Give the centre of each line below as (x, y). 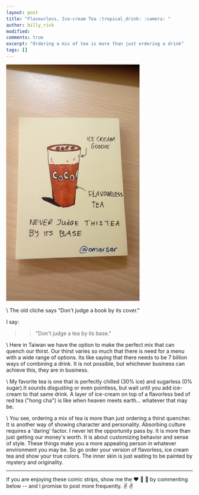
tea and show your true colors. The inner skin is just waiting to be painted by (99, 456)
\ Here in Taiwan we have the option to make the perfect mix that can (90, 344)
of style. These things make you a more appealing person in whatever (91, 443)
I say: (13, 322)
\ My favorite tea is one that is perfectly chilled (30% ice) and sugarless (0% (99, 381)
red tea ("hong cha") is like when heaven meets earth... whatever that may (97, 400)
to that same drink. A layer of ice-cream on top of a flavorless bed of (107, 394)
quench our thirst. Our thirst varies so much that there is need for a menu (95, 351)
